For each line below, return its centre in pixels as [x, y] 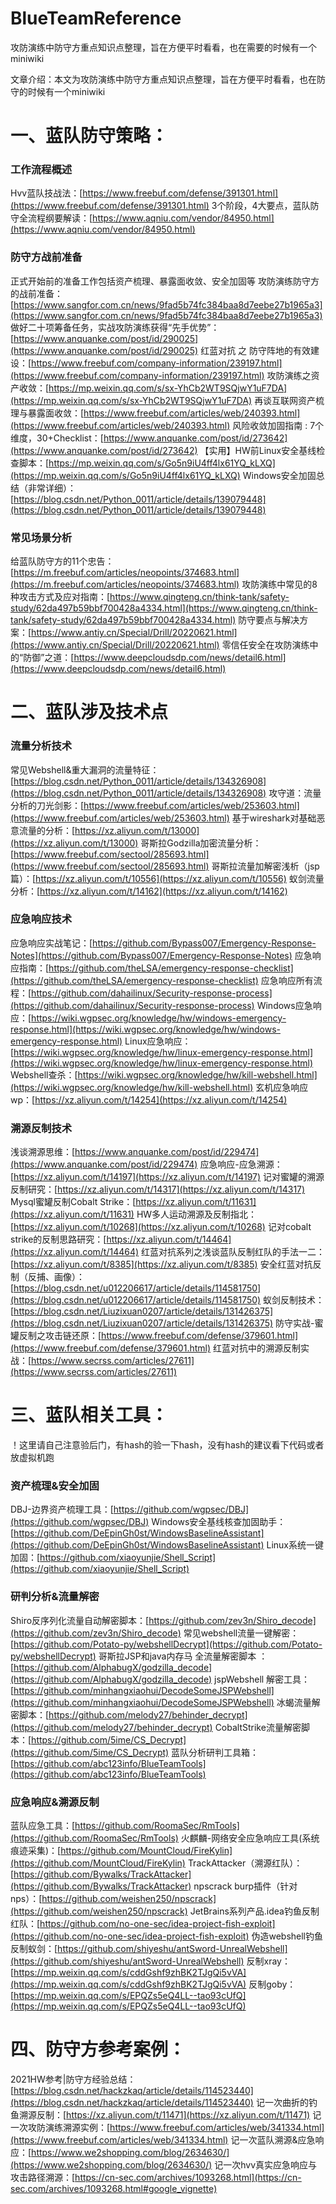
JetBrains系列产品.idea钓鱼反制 [254, 1911]
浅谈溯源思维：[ [43, 1152]
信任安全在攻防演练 [270, 645]
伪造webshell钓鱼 [287, 1936]
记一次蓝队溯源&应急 [273, 2139]
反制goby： [272, 1984]
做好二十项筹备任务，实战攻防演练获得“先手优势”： [115, 327]
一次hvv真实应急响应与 [270, 2164]
